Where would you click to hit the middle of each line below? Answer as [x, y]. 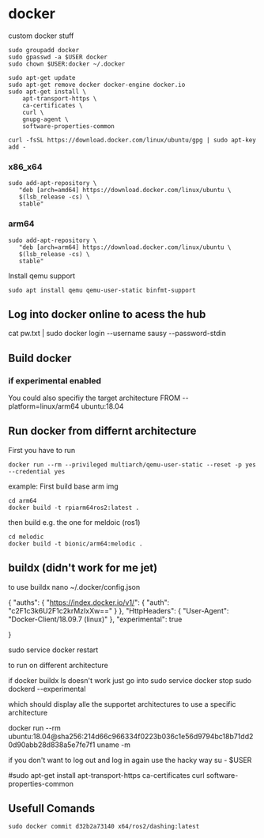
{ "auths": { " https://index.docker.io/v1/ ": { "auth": [89, 602]
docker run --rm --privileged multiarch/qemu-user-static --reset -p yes [132, 464]
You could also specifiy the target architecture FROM [94, 398]
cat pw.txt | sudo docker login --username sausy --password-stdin [117, 334]
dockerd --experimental [47, 689]
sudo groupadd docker [44, 50]
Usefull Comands [52, 808]
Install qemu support [42, 276]
